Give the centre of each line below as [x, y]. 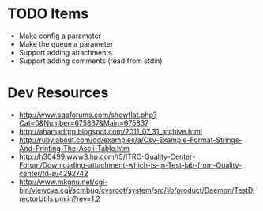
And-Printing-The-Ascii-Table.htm [74, 148]
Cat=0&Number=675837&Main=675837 [84, 122]
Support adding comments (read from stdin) [90, 61]
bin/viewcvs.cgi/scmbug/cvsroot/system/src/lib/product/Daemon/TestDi [137, 190]
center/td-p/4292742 [53, 173]
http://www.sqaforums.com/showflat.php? [88, 115]
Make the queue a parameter [66, 43]
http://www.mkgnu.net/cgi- [63, 182]
